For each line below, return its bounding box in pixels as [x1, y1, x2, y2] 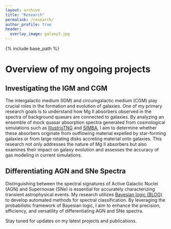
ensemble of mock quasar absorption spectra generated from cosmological [5, 119, 165, 125]
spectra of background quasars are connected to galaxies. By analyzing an [5, 114, 164, 120]
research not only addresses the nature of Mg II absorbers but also [5, 141, 147, 147]
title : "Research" [5, 12, 45, 17]
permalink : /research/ [5, 17, 54, 22]
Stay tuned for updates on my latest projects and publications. [5, 218, 137, 224]
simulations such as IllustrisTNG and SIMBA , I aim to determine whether [5, 125, 157, 131]
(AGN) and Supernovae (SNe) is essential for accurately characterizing [5, 186, 155, 192]
